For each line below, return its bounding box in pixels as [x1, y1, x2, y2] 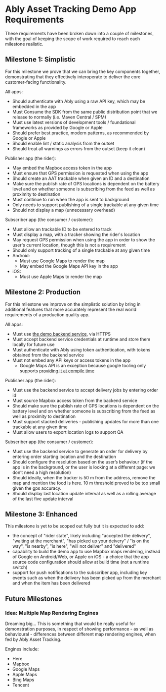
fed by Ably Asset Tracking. [5, 636, 62, 642]
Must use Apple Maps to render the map [19, 274, 102, 280]
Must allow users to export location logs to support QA [12, 429, 124, 435]
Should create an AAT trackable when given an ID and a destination [12, 175, 150, 181]
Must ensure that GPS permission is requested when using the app [12, 170, 149, 176]
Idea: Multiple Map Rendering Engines [5, 609, 99, 616]
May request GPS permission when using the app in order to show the [12, 236, 155, 242]
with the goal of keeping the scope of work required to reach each [5, 36, 140, 42]
